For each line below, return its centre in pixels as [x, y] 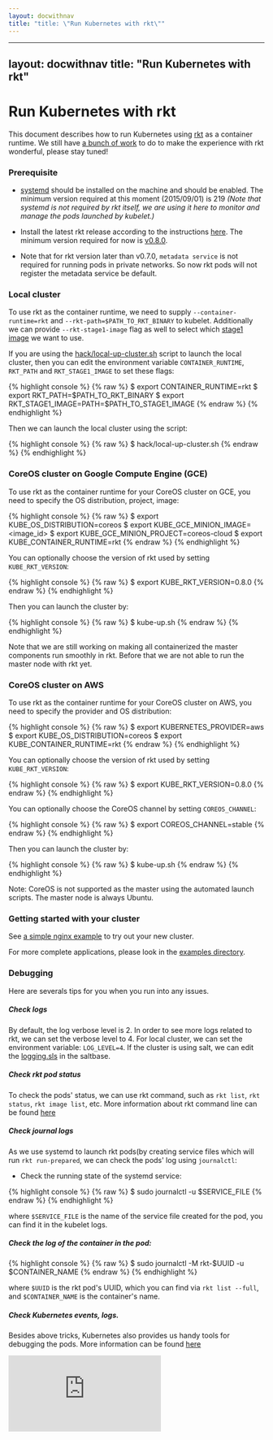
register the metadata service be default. [89, 274]
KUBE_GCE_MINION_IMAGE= [202, 524]
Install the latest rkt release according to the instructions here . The [132, 232]
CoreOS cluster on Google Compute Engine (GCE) [108, 474]
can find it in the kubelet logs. [58, 1225]
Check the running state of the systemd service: [101, 1176]
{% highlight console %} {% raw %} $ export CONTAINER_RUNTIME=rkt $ [133, 387]
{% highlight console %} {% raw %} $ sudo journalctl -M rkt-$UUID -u [126, 1264]
